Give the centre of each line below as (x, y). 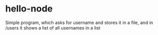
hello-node (29, 9)
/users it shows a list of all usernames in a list (53, 27)
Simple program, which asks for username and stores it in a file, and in (79, 22)
